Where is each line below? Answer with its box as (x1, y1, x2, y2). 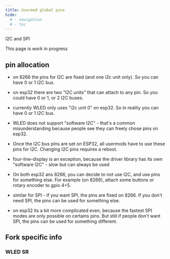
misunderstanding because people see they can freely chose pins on (12, 126, 158, 132)
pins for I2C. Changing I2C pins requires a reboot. (12, 146, 117, 152)
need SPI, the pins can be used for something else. (12, 198, 120, 204)
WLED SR (5, 248, 29, 255)
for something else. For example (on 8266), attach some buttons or (12, 177, 154, 183)
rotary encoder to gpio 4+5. (12, 182, 71, 189)
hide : (5, 12, 17, 17)
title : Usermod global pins (5, 7, 65, 13)
